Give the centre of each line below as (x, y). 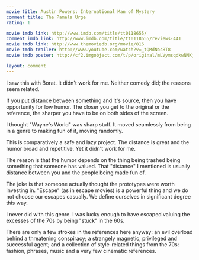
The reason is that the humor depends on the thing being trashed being (93, 160)
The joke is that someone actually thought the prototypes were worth (90, 184)
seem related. (23, 89)
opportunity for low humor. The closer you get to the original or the (88, 106)
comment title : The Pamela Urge (46, 17)
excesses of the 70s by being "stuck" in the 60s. (65, 220)
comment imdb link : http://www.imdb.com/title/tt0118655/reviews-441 (94, 39)
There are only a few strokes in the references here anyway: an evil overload (99, 232)
